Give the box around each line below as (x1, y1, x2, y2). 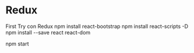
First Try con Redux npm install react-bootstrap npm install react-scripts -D (5, 23, 189, 30)
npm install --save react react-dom (5, 29, 91, 36)
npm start (5, 40, 29, 47)
